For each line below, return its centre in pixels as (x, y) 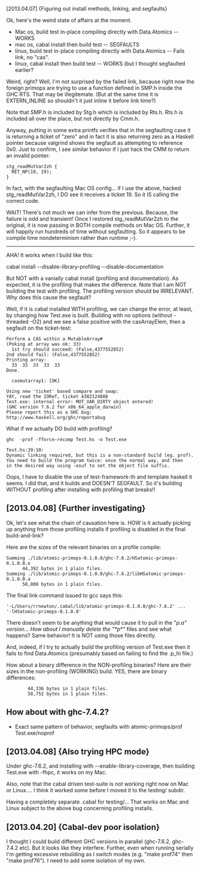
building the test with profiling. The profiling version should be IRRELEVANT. (100, 291)
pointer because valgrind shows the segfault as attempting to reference (95, 143)
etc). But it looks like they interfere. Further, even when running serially (106, 848)
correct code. (23, 201)
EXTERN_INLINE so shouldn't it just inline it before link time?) (81, 101)
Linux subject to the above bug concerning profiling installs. (80, 808)
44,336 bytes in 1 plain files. (68, 688)
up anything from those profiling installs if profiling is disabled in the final (96, 529)
